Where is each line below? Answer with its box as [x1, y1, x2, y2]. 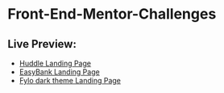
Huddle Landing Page [19, 58, 92, 68]
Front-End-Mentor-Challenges [7, 5, 217, 23]
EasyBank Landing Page [19, 67, 100, 77]
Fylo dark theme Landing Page [19, 76, 122, 85]
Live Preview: [7, 37, 77, 51]
